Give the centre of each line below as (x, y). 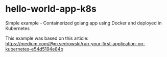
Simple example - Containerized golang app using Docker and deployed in (83, 23)
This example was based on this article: (47, 38)
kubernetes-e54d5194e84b (34, 49)
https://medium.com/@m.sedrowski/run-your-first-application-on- (75, 43)
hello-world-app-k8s (51, 9)
